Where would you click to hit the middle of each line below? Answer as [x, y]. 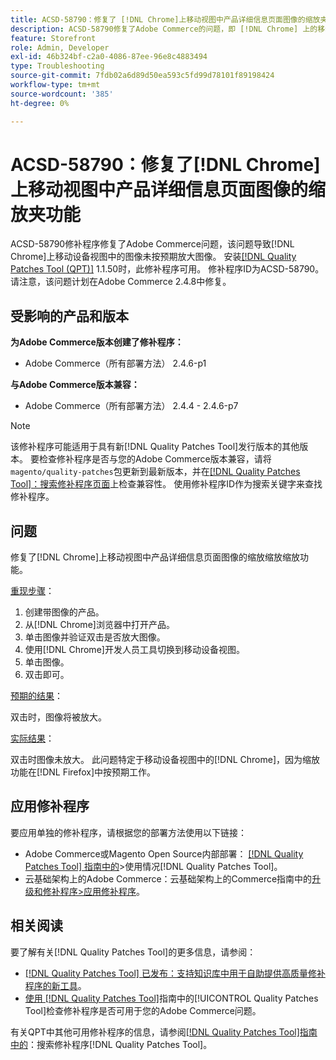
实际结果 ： [32, 738]
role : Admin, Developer [60, 47]
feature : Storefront [53, 38]
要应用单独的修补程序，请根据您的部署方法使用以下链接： [128, 832]
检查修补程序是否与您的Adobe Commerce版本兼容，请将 [155, 459]
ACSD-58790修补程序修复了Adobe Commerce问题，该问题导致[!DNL [152, 244]
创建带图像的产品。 [64, 612]
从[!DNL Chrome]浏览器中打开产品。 [99, 625]
